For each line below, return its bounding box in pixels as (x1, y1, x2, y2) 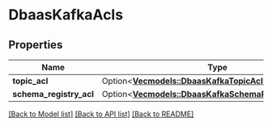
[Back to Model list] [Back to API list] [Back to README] (8, 109, 194, 119)
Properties (8, 38, 63, 52)
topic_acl (12, 75, 49, 86)
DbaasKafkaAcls (8, 6, 124, 24)
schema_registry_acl (12, 89, 95, 99)
